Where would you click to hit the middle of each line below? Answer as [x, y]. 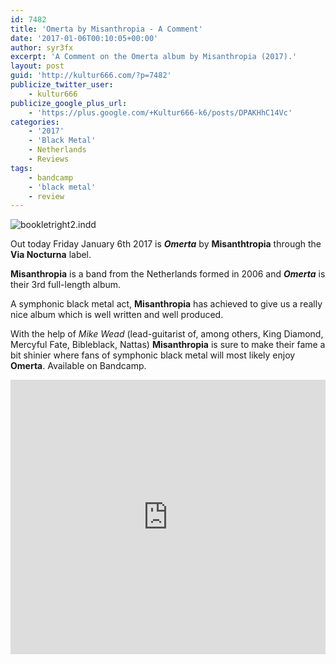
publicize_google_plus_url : [69, 103]
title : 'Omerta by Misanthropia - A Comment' [106, 29]
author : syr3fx [42, 47]
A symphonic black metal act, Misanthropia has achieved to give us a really [166, 304]
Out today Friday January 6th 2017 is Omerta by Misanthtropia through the [166, 244]
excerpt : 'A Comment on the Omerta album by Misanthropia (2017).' [154, 57]
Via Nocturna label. [51, 255]
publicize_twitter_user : [62, 85]
